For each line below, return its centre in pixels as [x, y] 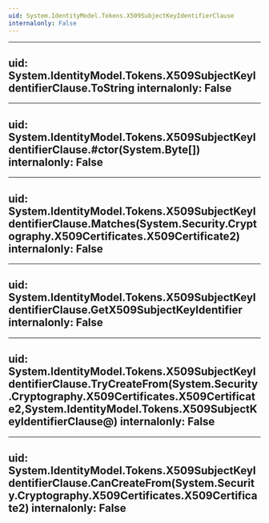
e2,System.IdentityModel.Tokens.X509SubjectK [133, 409]
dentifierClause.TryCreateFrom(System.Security [133, 384]
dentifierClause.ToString [71, 88]
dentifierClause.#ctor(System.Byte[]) [104, 149]
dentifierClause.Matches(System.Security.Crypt [133, 224]
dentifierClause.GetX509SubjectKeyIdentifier [125, 310]
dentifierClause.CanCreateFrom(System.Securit [131, 483]
